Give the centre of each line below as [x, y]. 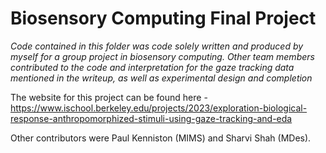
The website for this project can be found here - [109, 97]
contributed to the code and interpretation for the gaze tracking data [152, 67]
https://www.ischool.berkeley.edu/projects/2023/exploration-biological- [159, 108]
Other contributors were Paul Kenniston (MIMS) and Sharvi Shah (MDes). [161, 138]
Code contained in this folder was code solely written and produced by [157, 46]
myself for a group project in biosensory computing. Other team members [162, 56]
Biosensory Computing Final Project [163, 18]
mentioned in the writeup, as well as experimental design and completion [161, 78]
